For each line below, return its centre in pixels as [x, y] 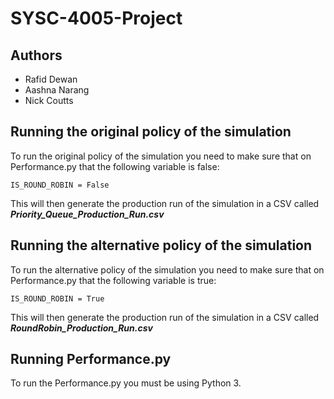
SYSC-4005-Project [96, 18]
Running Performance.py [91, 359]
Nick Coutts [49, 100]
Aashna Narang [57, 90]
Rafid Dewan [51, 79]
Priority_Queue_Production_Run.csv [87, 214]
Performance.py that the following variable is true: [113, 280]
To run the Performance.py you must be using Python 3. [126, 383]
